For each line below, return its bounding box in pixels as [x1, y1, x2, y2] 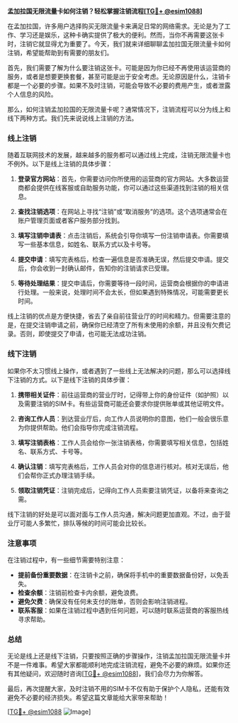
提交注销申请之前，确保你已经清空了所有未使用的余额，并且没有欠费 [25, 321, 225, 329]
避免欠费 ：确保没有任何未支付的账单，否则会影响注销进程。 [17, 597, 192, 605]
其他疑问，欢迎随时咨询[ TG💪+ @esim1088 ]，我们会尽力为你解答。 [13, 669, 207, 678]
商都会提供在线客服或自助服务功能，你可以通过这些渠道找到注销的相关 [17, 183, 223, 192]
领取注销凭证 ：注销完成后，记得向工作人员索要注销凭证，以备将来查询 [17, 486, 223, 494]
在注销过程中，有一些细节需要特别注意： [7, 555, 125, 564]
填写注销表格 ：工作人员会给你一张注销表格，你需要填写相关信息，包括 [17, 438, 223, 447]
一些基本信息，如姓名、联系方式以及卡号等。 [23, 240, 154, 249]
